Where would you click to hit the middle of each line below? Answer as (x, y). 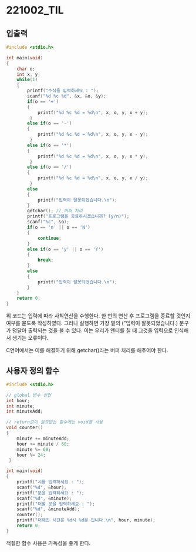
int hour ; (18, 400)
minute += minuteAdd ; (43, 439)
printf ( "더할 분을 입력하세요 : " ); (56, 504)
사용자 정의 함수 (33, 371)
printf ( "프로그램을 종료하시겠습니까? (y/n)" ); (78, 216)
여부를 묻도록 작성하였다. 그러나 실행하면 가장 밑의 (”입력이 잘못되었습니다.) (92, 323)
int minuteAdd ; (25, 412)
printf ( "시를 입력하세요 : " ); (50, 482)
